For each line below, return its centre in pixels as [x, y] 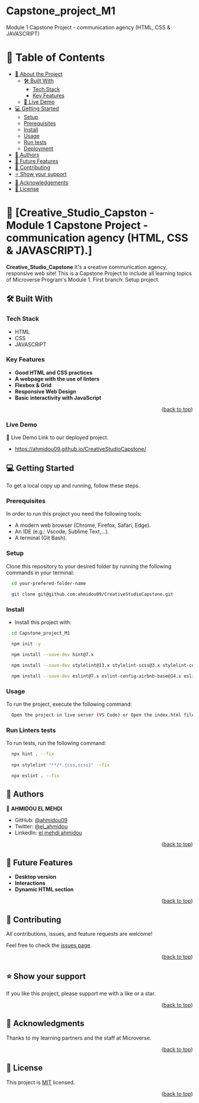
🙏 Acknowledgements [41, 183]
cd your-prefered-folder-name [49, 583]
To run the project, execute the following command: [69, 704]
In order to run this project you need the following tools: [74, 514]
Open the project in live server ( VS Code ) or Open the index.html [97, 715]
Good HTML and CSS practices [54, 372]
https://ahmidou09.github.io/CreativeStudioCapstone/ [80, 449]
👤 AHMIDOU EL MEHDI [34, 808]
